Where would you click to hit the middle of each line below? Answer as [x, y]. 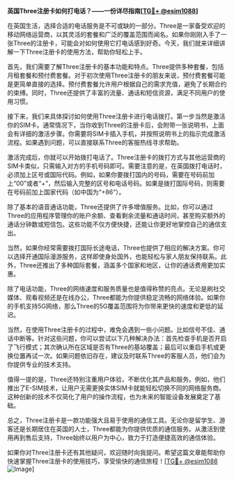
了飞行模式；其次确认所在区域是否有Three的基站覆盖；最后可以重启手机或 [113, 347]
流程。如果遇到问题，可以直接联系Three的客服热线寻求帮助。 [95, 142]
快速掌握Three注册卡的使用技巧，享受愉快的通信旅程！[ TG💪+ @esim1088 [112, 461]
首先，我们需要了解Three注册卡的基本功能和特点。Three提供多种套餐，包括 [116, 67]
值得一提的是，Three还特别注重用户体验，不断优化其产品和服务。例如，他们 [116, 379]
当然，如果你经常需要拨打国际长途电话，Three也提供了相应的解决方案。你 [113, 248]
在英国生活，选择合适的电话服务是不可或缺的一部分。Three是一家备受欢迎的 [116, 26]
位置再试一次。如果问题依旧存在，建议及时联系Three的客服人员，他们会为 [119, 356]
